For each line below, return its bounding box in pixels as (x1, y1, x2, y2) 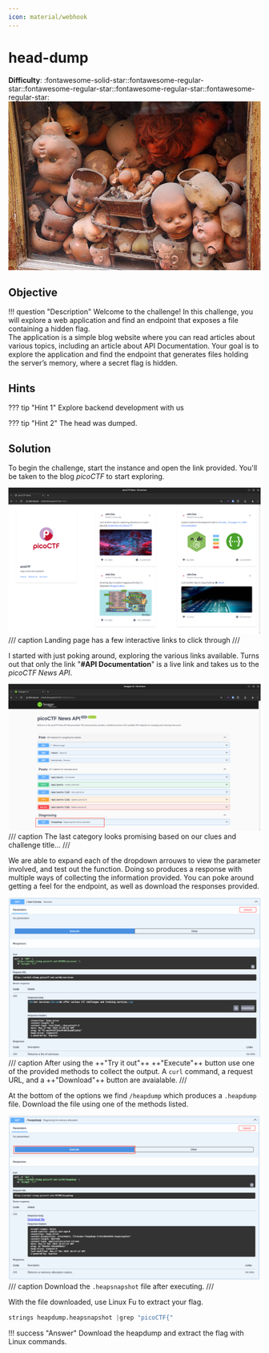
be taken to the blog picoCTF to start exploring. (8, 472, 165, 481)
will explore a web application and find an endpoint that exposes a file (8, 316, 239, 325)
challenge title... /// (8, 840, 70, 849)
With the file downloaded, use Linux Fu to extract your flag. (8, 1298, 204, 1307)
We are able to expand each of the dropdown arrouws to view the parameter (8, 856, 261, 865)
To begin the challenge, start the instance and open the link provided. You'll (8, 463, 258, 472)
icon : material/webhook (8, 13, 88, 21)
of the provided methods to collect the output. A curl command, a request (8, 1067, 254, 1077)
